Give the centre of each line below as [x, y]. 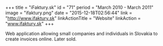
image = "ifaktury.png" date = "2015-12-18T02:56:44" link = [69, 13]
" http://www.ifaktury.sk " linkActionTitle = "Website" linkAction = [73, 18]
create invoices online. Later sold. [41, 39]
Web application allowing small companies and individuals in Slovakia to [81, 33]
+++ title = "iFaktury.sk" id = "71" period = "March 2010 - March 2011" [79, 7]
